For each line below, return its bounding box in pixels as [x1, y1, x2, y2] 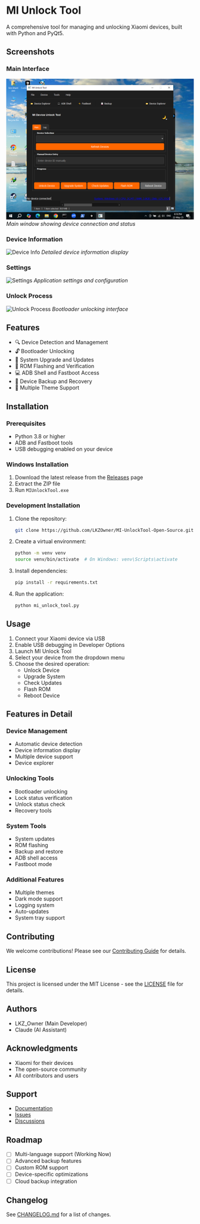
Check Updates [23, 679, 62, 686]
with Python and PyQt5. [6, 29, 64, 36]
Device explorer [14, 759, 54, 767]
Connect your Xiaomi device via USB [14, 635, 105, 642]
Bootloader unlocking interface [52, 305, 129, 313]
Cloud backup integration [14, 1178, 77, 1185]
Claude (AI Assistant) [14, 1026, 67, 1033]
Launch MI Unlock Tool [14, 647, 71, 655]
